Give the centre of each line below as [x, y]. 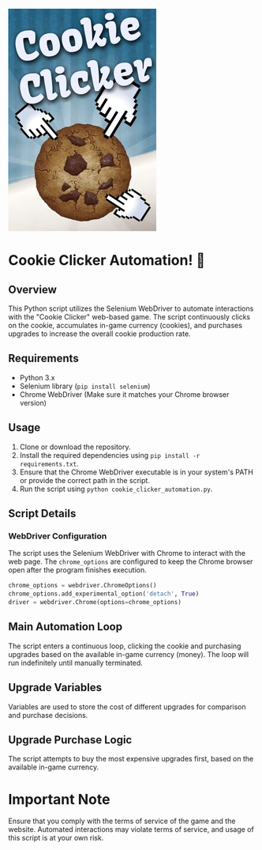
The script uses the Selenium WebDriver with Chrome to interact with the [127, 553]
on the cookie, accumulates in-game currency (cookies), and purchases [125, 325]
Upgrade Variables [55, 688]
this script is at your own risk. [56, 838]
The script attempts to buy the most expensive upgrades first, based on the [131, 759]
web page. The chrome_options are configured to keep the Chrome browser [131, 561]
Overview [33, 289]
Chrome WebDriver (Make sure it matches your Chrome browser [124, 394]
